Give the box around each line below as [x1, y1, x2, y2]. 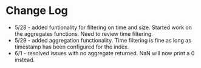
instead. [14, 56, 35, 63]
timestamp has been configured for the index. [14, 43, 129, 50]
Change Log [5, 4, 68, 18]
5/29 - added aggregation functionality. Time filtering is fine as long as [14, 36, 192, 44]
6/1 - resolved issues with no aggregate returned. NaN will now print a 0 [14, 49, 195, 56]
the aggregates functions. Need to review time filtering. [14, 30, 153, 37]
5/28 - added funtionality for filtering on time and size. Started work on [14, 24, 192, 31]
